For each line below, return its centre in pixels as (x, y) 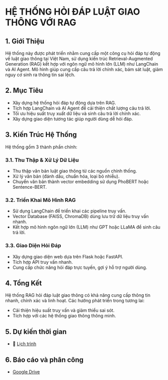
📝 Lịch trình (24, 344)
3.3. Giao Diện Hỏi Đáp (33, 246)
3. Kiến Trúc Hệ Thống (41, 135)
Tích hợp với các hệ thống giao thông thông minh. (64, 316)
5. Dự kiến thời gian (36, 332)
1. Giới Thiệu (25, 41)
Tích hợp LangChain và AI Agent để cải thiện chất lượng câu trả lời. (82, 108)
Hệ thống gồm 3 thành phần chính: (41, 147)
